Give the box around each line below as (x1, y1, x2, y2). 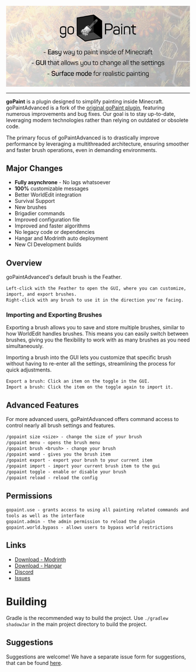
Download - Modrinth (14, 556, 66, 563)
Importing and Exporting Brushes (6, 311, 103, 319)
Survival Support (14, 198, 55, 205)
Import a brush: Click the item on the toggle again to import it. (6, 384, 174, 390)
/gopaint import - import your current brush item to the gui (6, 463, 160, 469)
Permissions (6, 491, 52, 501)
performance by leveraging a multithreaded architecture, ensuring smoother (6, 140, 190, 147)
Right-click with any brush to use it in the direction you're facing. (6, 297, 184, 304)
